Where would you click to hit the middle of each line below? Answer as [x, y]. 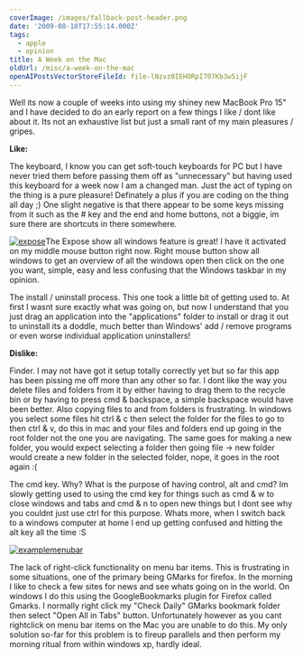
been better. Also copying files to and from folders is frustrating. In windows [151, 409]
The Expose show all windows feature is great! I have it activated [166, 241]
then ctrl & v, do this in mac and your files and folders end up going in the [146, 428]
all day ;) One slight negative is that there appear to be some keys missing [147, 204]
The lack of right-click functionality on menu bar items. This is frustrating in [150, 567]
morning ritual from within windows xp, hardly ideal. [106, 644]
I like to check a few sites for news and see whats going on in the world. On [150, 586]
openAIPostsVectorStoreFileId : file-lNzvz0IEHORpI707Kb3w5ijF [129, 77]
